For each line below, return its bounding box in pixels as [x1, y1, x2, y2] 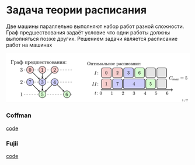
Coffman [6, 111, 32, 120]
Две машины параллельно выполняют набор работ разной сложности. [6, 23, 184, 30]
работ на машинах [6, 41, 53, 48]
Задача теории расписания [6, 3, 147, 17]
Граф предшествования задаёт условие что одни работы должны [6, 29, 170, 36]
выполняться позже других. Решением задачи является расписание [6, 35, 178, 42]
